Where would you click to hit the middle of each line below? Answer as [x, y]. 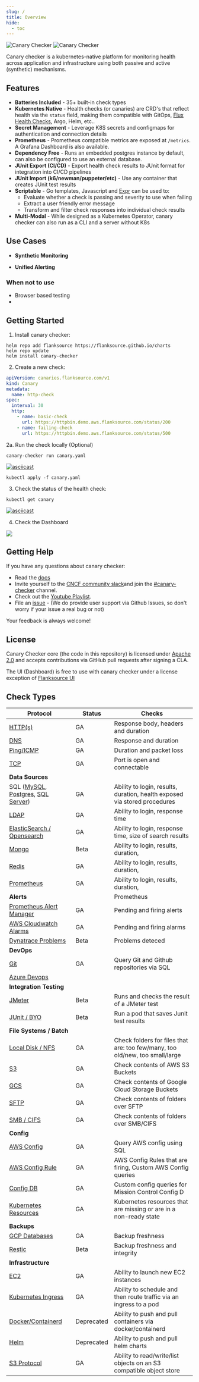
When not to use [30, 282]
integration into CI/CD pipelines [53, 172]
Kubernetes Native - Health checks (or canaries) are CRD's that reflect [102, 109]
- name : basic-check [42, 417]
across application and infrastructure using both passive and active [88, 63]
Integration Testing [36, 987]
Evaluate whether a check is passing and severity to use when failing [108, 198]
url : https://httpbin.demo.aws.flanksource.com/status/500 [96, 433]
